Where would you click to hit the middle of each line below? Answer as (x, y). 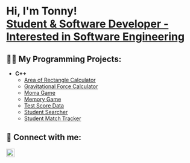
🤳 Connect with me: (44, 137)
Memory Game (43, 99)
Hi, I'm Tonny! (42, 11)
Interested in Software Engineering (96, 37)
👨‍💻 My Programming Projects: (64, 59)
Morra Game (40, 93)
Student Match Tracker (52, 118)
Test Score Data (44, 106)
